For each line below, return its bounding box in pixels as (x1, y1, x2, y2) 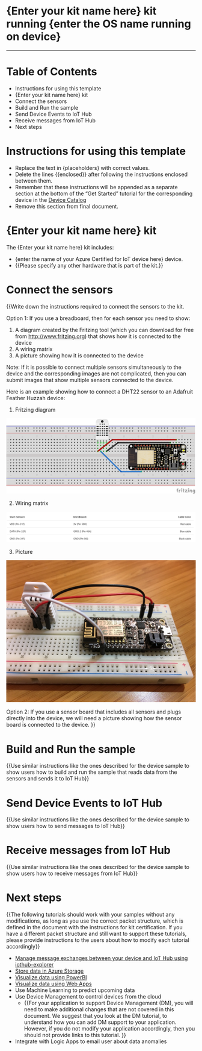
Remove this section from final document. (14, 202, 118, 210)
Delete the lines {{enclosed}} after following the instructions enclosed (14, 171, 188, 178)
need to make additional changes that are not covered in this (23, 1006, 174, 1013)
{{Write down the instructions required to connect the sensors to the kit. (6, 303, 185, 310)
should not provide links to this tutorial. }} (23, 1032, 126, 1039)
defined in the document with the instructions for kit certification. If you (6, 924, 183, 931)
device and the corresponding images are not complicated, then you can (6, 369, 186, 377)
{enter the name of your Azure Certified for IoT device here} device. (14, 255, 183, 263)
